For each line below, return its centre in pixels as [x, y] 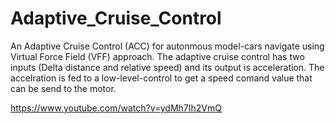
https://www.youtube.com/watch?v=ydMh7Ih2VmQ [116, 108]
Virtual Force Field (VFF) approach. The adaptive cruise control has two [157, 56]
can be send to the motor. [63, 88]
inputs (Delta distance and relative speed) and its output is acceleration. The [167, 67]
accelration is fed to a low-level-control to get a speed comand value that [161, 78]
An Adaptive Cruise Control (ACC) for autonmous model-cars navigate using [167, 46]
